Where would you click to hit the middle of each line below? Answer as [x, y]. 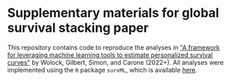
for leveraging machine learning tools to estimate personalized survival [110, 55]
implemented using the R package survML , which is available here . [102, 70]
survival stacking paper [78, 28]
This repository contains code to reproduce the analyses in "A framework [114, 47]
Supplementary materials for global [113, 13]
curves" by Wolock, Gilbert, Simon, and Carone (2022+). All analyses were [115, 62]
